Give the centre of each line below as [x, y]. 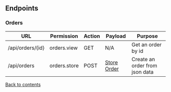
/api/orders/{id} [26, 48]
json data [142, 72]
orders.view [64, 48]
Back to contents [23, 84]
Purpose [147, 36]
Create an [143, 59]
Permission [64, 36]
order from [145, 66]
